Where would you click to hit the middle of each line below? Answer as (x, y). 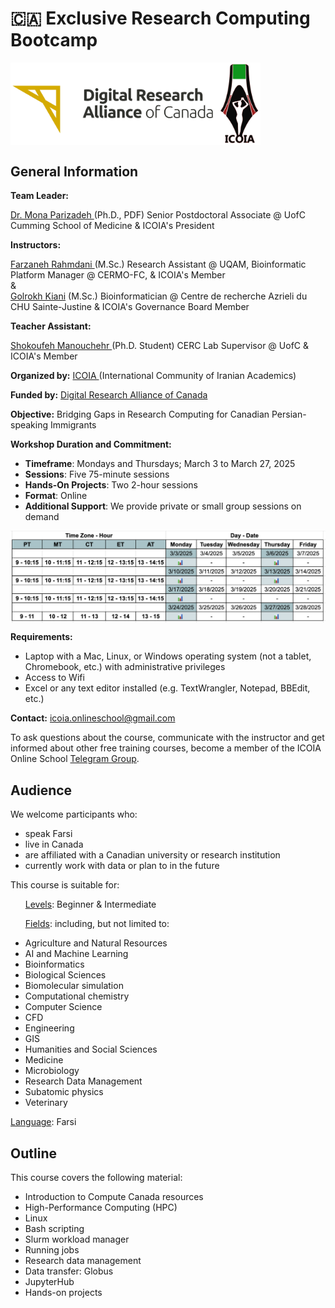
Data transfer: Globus (69, 1271)
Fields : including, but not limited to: (97, 924)
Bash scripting (54, 1228)
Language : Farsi (43, 1122)
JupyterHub (49, 1281)
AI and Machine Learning (76, 954)
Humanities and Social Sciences (91, 1049)
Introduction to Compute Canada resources (114, 1196)
